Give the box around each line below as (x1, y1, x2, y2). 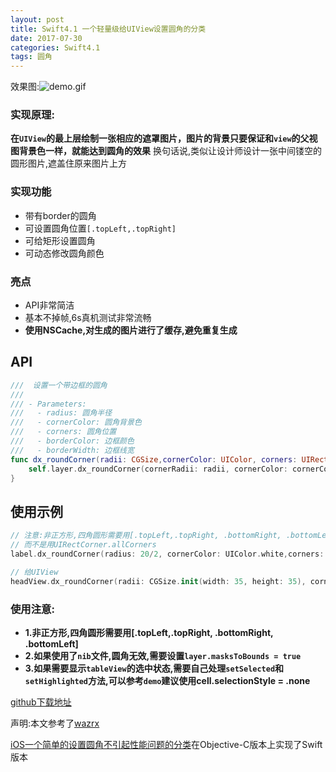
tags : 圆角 (10, 52, 53, 62)
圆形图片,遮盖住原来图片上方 (10, 157, 128, 170)
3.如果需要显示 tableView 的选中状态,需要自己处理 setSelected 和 (24, 662, 285, 674)
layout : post (10, 14, 65, 25)
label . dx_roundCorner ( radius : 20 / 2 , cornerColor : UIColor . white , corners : (10, 549, 325, 560)
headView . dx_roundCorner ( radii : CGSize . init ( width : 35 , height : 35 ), (10, 576, 307, 586)
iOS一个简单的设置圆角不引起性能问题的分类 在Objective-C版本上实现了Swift (10, 738, 323, 750)
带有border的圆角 (24, 209, 97, 221)
